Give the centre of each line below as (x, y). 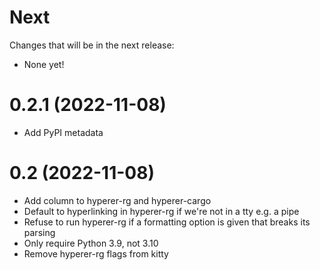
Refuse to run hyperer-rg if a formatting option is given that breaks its (167, 222)
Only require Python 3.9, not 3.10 (91, 243)
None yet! (44, 64)
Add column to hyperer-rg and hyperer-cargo (117, 200)
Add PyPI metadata (63, 132)
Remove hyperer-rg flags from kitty (96, 253)
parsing (39, 232)
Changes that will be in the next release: (92, 45)
